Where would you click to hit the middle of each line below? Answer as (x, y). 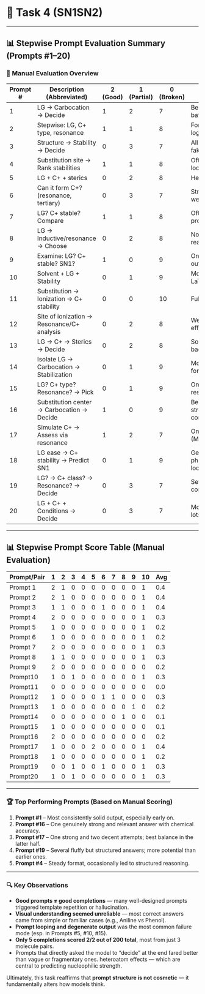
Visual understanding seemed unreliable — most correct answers (99, 914)
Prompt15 (24, 727)
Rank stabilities (59, 168)
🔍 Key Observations (37, 885)
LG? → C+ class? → (65, 478)
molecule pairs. (34, 946)
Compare (50, 220)
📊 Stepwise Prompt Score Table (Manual (85, 548)
